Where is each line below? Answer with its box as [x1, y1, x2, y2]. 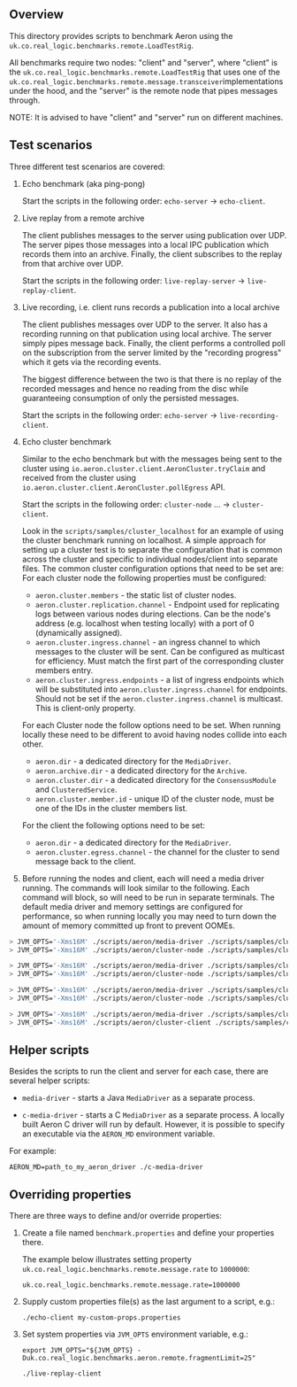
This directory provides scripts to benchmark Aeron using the [9, 30, 233, 41]
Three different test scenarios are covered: [9, 161, 165, 172]
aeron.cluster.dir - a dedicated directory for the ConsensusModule [34, 774, 277, 785]
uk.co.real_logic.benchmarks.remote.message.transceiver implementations [9, 75, 284, 87]
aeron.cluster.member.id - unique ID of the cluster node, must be [34, 793, 275, 804]
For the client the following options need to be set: [21, 819, 206, 831]
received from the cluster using [21, 472, 137, 483]
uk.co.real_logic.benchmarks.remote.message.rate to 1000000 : [21, 1264, 250, 1275]
